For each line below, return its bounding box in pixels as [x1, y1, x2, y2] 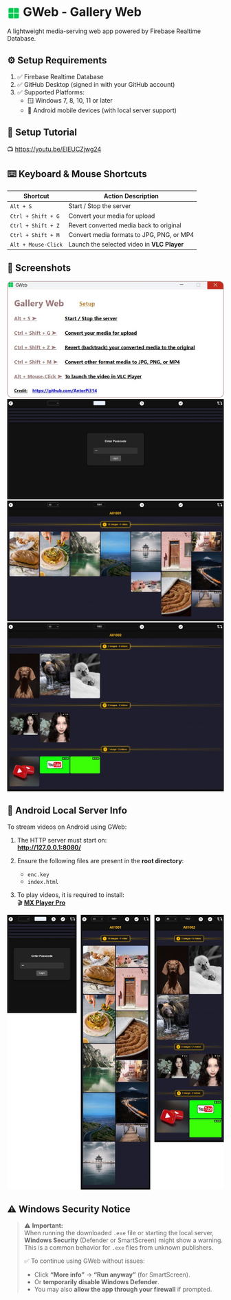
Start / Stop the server [68, 202, 131, 210]
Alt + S [10, 203, 32, 210]
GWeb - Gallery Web [23, 4, 142, 20]
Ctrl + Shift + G [10, 213, 60, 220]
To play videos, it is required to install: [16, 891, 125, 899]
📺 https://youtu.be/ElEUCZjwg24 [7, 145, 102, 153]
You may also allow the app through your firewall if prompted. [34, 1286, 212, 1294]
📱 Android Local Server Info [7, 805, 127, 816]
